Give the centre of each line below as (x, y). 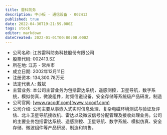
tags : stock (18, 28)
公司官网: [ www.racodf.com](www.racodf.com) (61, 102)
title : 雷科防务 (21, 10)
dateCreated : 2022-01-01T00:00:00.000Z (47, 38)
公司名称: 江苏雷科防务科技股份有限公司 (53, 52)
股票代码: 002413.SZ (34, 58)
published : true (22, 19)
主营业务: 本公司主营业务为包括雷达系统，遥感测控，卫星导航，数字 (82, 90)
